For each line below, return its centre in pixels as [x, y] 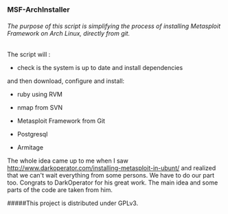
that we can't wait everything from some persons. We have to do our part [111, 176]
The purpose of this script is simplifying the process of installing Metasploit [114, 26]
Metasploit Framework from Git [61, 121]
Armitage [30, 147]
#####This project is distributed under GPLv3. [73, 203]
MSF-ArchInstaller [38, 10]
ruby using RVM [40, 95]
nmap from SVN [40, 108]
